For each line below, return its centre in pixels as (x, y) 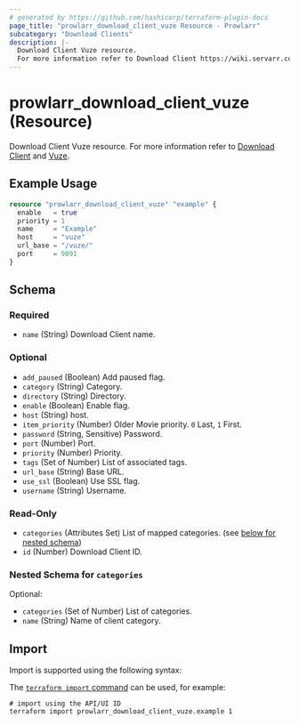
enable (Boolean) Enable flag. (76, 405)
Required (29, 315)
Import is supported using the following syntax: (96, 670)
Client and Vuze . (40, 156)
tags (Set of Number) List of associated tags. (105, 462)
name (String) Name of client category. (92, 621)
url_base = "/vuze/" (55, 246)
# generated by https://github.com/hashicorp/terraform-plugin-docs (139, 17)
